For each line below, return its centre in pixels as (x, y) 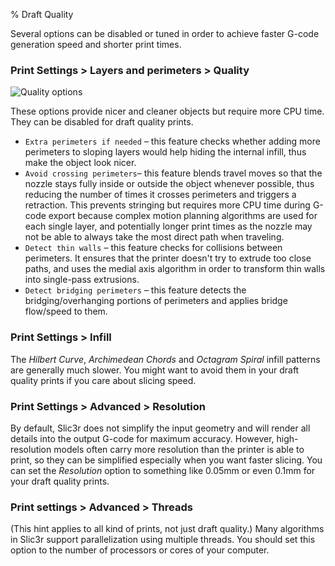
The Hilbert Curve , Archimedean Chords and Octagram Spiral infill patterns (165, 359)
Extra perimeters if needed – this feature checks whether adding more (172, 141)
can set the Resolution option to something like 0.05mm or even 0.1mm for (163, 470)
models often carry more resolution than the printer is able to (179, 449)
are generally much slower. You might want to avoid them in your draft (155, 370)
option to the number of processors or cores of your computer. (140, 550)
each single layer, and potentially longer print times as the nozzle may (168, 226)
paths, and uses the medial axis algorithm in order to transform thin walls (175, 269)
